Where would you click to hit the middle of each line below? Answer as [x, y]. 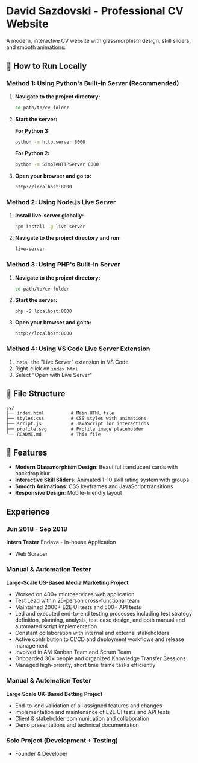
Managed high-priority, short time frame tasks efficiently [85, 665]
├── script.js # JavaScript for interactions [78, 423]
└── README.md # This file [54, 434]
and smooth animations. [36, 47]
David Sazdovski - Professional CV [95, 11]
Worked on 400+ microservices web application [75, 594]
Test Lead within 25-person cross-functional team [77, 601]
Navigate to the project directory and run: [68, 238]
